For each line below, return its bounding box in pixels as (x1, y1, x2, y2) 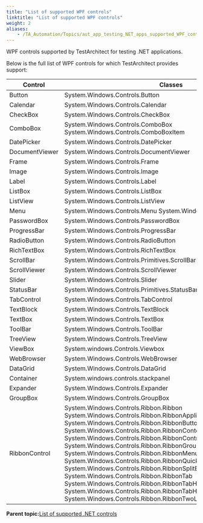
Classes (159, 81, 183, 89)
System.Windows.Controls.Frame (64, 158, 159, 166)
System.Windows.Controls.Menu (64, 207, 157, 215)
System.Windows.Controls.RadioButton (64, 236, 176, 245)
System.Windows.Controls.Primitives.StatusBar (64, 285, 198, 294)
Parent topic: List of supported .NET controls (6, 510, 117, 518)
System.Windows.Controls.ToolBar (64, 325, 163, 333)
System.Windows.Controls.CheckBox (64, 110, 170, 119)
